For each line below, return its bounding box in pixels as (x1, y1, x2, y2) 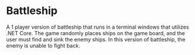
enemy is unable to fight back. (6, 42, 80, 49)
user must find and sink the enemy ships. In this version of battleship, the (6, 36, 185, 43)
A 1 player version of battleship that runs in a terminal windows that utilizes (6, 23, 189, 30)
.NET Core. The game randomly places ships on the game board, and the (6, 29, 185, 36)
